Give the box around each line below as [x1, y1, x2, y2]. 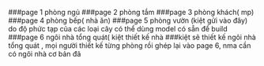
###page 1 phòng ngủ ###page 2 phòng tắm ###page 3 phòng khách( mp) [8, 8, 255, 16]
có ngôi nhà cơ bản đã [8, 49, 81, 58]
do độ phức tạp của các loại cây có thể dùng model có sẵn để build [8, 24, 228, 33]
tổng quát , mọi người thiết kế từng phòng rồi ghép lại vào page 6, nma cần [8, 41, 251, 50]
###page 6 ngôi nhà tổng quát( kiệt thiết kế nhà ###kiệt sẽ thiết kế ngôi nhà [8, 32, 257, 42]
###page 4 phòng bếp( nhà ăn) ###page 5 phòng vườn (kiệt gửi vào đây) [8, 16, 248, 25]
